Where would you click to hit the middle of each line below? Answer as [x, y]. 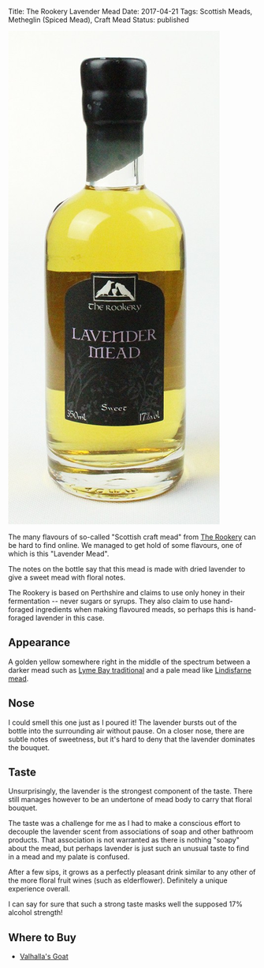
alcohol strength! [35, 913]
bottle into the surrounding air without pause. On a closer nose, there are [126, 730]
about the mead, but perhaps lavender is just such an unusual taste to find [129, 849]
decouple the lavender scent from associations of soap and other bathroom [131, 831]
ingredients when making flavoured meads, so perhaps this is [135, 610]
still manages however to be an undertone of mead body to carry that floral [130, 800]
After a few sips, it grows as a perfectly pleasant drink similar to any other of [132, 872]
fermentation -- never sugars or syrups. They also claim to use [110, 601]
